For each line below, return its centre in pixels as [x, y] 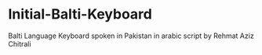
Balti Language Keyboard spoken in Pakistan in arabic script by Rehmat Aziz [131, 36]
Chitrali [20, 43]
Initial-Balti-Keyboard [80, 14]
